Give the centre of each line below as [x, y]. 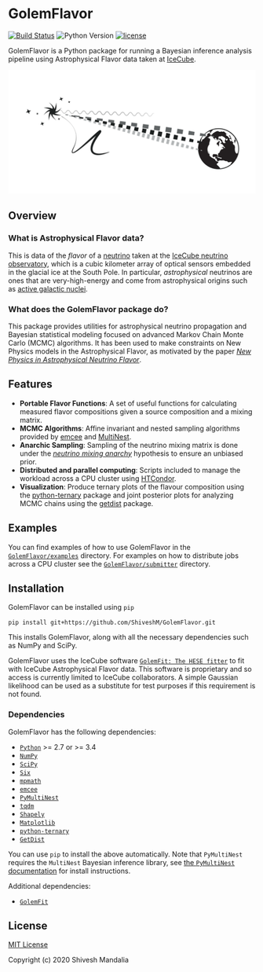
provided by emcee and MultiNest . [75, 436]
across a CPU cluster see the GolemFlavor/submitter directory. [109, 563]
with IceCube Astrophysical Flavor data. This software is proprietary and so [130, 669]
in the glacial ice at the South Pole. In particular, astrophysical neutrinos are [130, 272]
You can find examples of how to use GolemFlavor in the [99, 547]
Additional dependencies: [49, 886]
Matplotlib [37, 823]
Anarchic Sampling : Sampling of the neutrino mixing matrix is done [128, 445]
